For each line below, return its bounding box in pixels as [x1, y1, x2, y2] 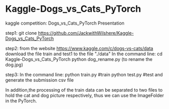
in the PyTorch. [5, 98, 37, 104]
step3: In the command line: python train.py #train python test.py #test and [5, 71, 163, 77]
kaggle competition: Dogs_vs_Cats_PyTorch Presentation [5, 20, 125, 26]
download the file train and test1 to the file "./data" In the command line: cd [5, 51, 162, 57]
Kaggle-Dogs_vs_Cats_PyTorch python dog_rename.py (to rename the [5, 56, 153, 62]
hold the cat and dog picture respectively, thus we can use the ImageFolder [5, 92, 164, 98]
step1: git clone [5, 30, 37, 36]
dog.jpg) [5, 61, 23, 68]
